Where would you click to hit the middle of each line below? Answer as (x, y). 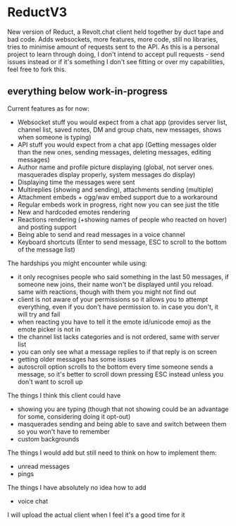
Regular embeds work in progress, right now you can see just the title (118, 204)
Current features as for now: (48, 108)
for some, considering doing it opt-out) (74, 416)
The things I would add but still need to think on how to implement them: (112, 453)
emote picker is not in (49, 329)
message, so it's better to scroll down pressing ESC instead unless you (120, 374)
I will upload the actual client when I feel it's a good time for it (96, 515)
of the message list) (46, 249)
